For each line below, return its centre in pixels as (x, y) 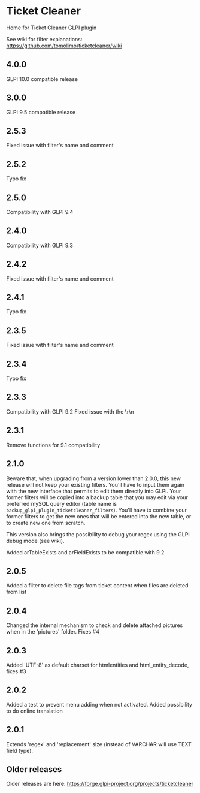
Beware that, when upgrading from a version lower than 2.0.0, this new (94, 478)
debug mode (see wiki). (35, 541)
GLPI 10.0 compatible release (42, 79)
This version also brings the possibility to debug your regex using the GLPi (98, 534)
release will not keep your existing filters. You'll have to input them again (95, 484)
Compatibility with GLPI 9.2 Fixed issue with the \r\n (70, 411)
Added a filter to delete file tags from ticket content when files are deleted (97, 586)
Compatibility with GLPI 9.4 (40, 212)
